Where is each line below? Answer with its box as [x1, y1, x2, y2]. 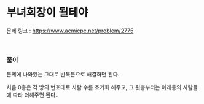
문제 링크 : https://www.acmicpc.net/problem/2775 [6, 27, 134, 34]
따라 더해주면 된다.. [12, 91, 59, 98]
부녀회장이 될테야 [6, 6, 88, 20]
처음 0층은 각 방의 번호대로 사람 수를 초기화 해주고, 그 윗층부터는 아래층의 [6, 84, 182, 91]
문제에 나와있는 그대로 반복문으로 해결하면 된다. [6, 71, 120, 78]
